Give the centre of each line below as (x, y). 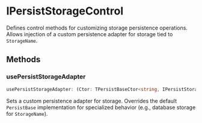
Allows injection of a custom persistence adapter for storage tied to (90, 34)
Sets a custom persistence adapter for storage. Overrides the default (92, 101)
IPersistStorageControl (65, 11)
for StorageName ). (27, 113)
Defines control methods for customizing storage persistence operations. (97, 28)
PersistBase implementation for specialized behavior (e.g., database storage (101, 107)
